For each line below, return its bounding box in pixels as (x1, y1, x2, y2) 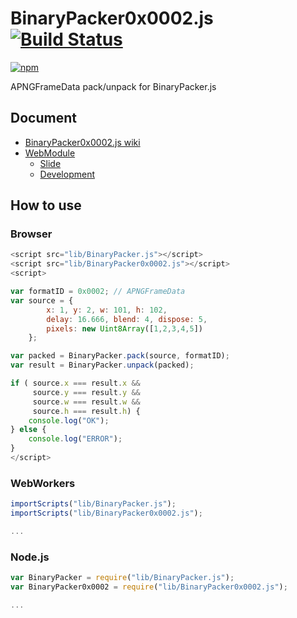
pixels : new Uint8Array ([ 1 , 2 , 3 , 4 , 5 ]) (46, 323, 204, 334)
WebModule (24, 147, 76, 159)
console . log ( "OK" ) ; (28, 415, 110, 426)
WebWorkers (10, 476, 76, 490)
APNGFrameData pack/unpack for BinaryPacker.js (10, 80, 217, 92)
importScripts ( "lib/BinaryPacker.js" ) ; (10, 499, 177, 509)
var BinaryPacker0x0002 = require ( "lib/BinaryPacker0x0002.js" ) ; (10, 582, 288, 592)
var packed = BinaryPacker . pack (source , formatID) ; (10, 351, 230, 361)
